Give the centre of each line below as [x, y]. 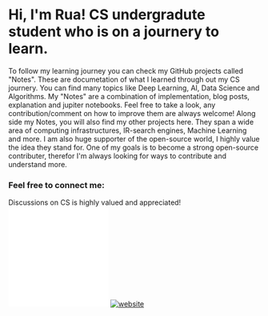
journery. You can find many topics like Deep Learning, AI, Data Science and [134, 88]
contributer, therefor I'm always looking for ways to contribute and [117, 156]
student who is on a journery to [114, 32]
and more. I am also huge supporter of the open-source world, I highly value [134, 138]
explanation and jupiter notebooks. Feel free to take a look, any [112, 105]
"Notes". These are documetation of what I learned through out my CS [124, 79]
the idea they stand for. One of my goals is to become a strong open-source [134, 147]
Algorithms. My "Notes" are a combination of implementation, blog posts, [129, 96]
